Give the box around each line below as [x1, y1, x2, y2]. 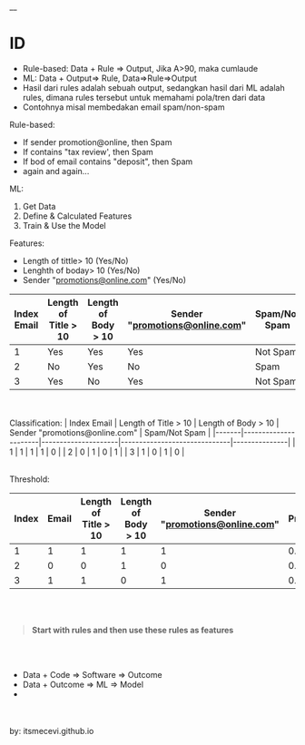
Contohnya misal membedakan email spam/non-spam [22, 102, 225, 113]
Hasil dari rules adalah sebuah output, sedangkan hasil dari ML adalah [22, 82, 286, 93]
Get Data [22, 201, 56, 211]
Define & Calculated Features [22, 211, 133, 221]
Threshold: [9, 474, 50, 485]
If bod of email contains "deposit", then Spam [22, 156, 193, 167]
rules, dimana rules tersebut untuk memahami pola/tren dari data [22, 92, 266, 103]
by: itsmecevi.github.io [9, 725, 94, 736]
